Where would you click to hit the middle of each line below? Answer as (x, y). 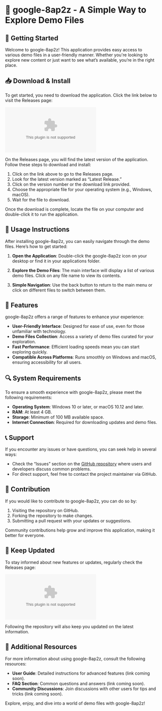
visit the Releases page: (29, 100)
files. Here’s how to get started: (36, 246)
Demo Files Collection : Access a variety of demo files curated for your (83, 337)
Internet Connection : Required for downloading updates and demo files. (85, 422)
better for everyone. (25, 535)
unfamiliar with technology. (39, 331)
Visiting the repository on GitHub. (45, 510)
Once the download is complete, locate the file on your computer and (74, 209)
